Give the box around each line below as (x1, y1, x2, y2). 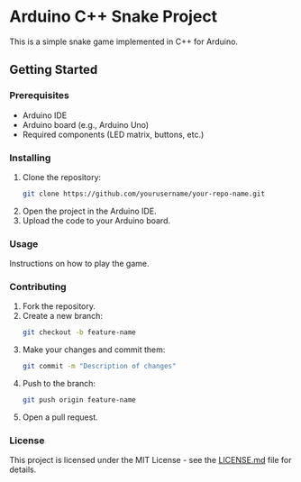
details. (9, 464, 37, 475)
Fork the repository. (22, 301, 96, 312)
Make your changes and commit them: (22, 344, 166, 355)
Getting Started (9, 62, 98, 77)
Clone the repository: (22, 171, 102, 182)
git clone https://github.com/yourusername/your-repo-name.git (22, 189, 266, 198)
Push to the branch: (22, 378, 96, 389)
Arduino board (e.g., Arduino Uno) (22, 119, 150, 130)
